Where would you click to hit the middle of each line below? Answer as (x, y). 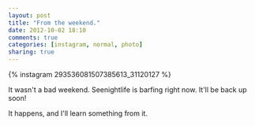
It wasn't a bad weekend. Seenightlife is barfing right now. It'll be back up (127, 90)
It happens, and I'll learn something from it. (78, 113)
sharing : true (32, 52)
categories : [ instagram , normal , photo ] (76, 45)
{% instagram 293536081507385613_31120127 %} (90, 74)
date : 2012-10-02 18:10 (47, 30)
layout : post (30, 15)
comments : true (33, 37)
